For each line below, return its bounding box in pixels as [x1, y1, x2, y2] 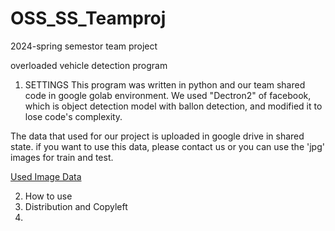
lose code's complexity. [24, 110, 123, 122]
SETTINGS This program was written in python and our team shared [24, 78, 306, 91]
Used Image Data [10, 170, 82, 182]
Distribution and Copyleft [24, 200, 128, 212]
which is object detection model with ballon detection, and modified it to [24, 100, 323, 112]
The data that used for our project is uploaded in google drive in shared [10, 130, 305, 142]
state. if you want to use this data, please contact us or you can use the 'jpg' [10, 140, 325, 152]
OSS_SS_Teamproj [10, 7, 167, 30]
